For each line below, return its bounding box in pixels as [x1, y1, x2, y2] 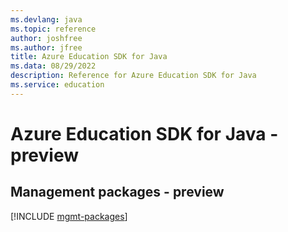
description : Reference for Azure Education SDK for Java [10, 71, 257, 81]
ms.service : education [10, 80, 105, 90]
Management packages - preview [10, 184, 225, 201]
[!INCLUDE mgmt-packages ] [10, 210, 128, 222]
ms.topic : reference [10, 24, 97, 34]
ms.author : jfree [10, 42, 83, 53]
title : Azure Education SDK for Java [10, 52, 168, 62]
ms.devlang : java [10, 14, 83, 25]
